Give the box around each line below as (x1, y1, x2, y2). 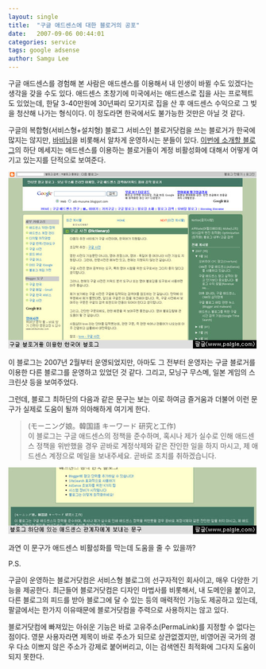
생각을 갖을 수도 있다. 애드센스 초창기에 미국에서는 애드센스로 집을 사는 (8, 88, 226, 98)
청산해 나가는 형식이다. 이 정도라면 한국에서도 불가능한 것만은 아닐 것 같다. (16, 108, 245, 118)
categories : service (8, 38, 77, 46)
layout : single (8, 13, 59, 21)
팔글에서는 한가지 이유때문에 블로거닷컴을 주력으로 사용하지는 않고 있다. (8, 605, 229, 614)
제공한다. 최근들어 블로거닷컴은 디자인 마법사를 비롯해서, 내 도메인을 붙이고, (22, 585, 256, 594)
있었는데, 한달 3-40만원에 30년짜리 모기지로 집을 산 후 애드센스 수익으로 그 (16, 99, 249, 107)
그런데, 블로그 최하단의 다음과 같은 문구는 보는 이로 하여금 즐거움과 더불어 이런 (8, 395, 250, 403)
